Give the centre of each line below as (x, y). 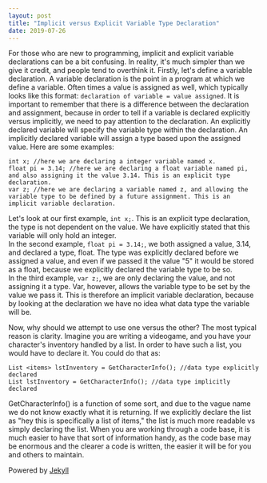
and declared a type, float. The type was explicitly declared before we (124, 252)
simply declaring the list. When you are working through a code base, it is (129, 429)
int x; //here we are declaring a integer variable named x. (112, 162)
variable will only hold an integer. (62, 235)
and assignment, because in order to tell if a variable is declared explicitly (129, 113)
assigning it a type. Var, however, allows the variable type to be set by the (129, 287)
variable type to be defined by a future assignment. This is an (119, 197)
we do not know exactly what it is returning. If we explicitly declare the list (130, 413)
